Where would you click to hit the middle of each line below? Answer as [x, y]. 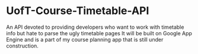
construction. [22, 46]
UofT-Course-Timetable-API [78, 11]
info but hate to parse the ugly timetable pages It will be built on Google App [99, 33]
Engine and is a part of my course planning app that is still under [85, 39]
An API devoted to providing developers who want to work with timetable [95, 27]
